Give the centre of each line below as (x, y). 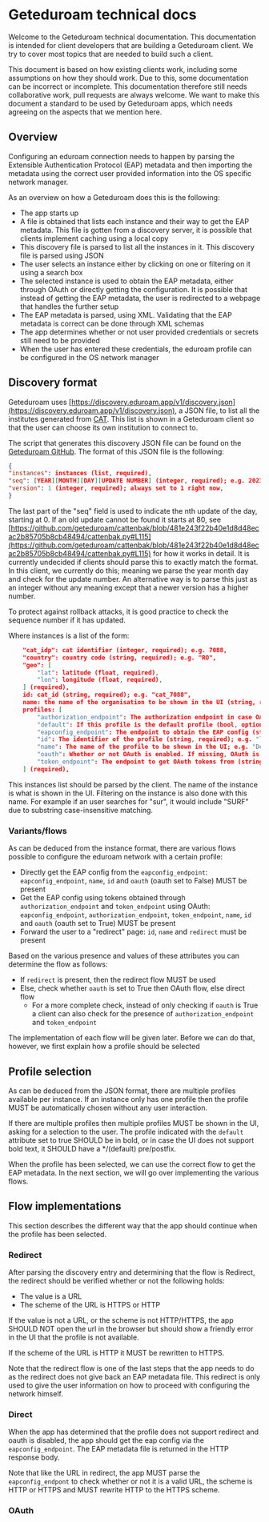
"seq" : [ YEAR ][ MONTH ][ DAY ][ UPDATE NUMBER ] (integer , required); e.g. (127, 481)
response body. (34, 1457)
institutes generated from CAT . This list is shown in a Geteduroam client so (131, 419)
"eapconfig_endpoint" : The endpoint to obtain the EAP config (143, 732)
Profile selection (50, 1071)
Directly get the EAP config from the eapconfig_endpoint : (114, 872)
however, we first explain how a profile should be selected (104, 1047)
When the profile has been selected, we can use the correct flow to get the (132, 1164)
